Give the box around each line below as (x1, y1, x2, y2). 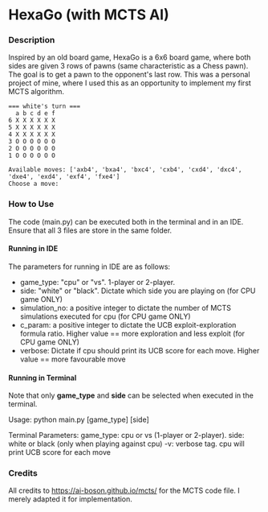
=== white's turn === (8, 102, 81, 110)
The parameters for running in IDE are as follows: (8, 262, 171, 271)
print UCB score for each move (8, 448, 111, 457)
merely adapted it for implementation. (8, 494, 132, 504)
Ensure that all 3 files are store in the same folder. (8, 225, 173, 235)
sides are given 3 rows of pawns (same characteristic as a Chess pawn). (8, 61, 249, 71)
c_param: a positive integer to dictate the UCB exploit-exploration (19, 320, 237, 329)
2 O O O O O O (8, 145, 56, 153)
